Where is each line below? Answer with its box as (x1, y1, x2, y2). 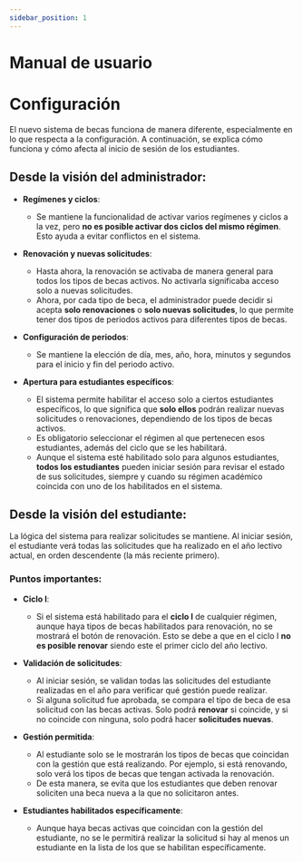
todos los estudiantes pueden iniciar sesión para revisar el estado (35, 461, 286, 472)
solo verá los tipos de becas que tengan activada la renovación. (35, 768, 275, 779)
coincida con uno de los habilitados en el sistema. (35, 480, 223, 491)
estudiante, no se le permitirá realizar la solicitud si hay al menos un (35, 832, 290, 843)
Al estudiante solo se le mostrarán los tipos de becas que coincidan (35, 749, 289, 759)
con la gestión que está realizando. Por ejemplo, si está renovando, (35, 759, 288, 769)
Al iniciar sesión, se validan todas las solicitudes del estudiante (35, 675, 271, 686)
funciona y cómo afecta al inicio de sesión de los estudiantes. (9, 142, 240, 154)
